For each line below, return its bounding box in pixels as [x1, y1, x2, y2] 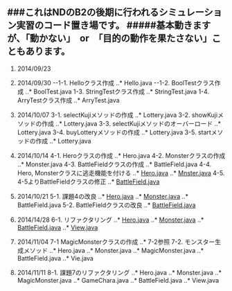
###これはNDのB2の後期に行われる [7, 6, 159, 19]
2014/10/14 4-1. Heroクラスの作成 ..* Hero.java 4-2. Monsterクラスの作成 [17, 151, 226, 159]
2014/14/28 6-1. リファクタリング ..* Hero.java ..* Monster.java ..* [17, 215, 204, 224]
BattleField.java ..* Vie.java [17, 254, 93, 262]
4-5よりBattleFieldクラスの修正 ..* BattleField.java [17, 177, 160, 186]
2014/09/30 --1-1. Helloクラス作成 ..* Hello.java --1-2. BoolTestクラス [17, 78, 215, 87]
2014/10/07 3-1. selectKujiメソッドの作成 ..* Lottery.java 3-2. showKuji [17, 110, 218, 119]
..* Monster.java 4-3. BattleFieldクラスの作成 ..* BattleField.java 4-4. [17, 160, 212, 168]
